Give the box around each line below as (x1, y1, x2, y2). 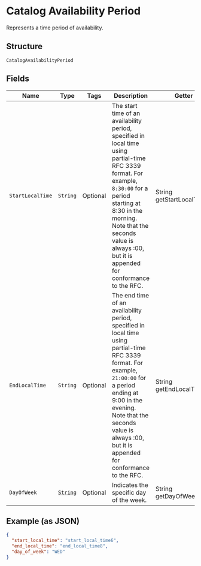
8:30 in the (111, 206, 143, 215)
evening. (111, 404, 136, 412)
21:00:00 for (111, 374, 147, 382)
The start (111, 101, 138, 110)
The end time (111, 291, 150, 299)
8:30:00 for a (111, 184, 148, 192)
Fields (6, 74, 30, 84)
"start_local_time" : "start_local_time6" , (11, 538, 119, 544)
